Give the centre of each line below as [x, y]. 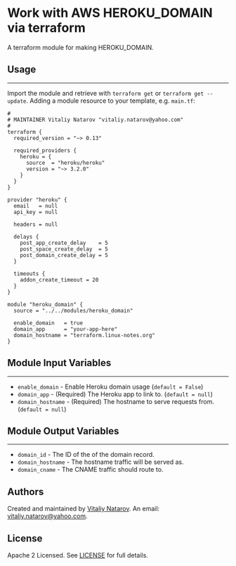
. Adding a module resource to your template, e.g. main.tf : [110, 101]
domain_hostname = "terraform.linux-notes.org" [85, 335]
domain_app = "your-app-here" [66, 329]
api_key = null [36, 212]
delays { [26, 237]
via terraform [46, 28]
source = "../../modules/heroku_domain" [73, 310]
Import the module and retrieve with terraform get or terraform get [106, 93]
